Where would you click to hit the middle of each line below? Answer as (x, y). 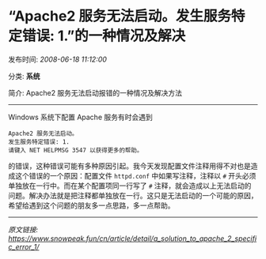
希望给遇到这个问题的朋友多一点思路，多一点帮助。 (91, 205)
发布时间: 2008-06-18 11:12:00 (57, 59)
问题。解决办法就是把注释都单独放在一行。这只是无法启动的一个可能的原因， (133, 195)
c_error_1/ (24, 246)
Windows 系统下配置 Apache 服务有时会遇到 (80, 117)
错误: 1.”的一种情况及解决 (104, 36)
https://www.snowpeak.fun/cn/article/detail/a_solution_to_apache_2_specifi (133, 238)
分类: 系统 (24, 76)
